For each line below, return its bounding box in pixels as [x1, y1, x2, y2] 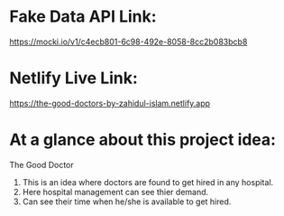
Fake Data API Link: [9, 6, 157, 27]
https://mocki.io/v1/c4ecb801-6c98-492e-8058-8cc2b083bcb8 [9, 36, 248, 47]
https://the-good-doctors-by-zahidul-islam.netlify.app [9, 98, 210, 108]
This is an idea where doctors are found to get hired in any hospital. [22, 176, 274, 187]
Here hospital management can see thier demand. [22, 186, 209, 197]
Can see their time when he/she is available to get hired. [22, 196, 232, 207]
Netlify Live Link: [9, 68, 138, 89]
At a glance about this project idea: [9, 129, 277, 150]
